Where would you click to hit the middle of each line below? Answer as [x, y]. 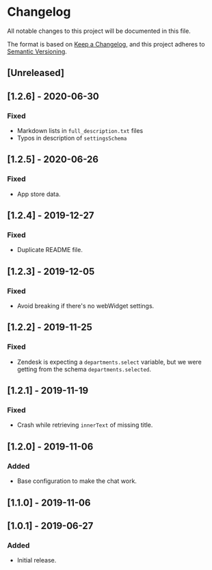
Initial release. [37, 560]
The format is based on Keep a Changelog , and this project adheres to [106, 44]
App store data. [39, 194]
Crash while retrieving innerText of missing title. [85, 425]
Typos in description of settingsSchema [72, 138]
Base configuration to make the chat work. [77, 481]
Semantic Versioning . [37, 51]
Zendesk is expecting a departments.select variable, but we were [109, 362]
